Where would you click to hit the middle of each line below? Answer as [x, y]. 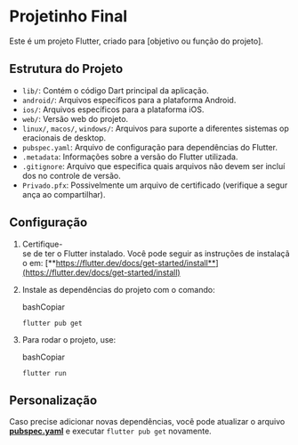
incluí [275, 166]
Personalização [53, 400]
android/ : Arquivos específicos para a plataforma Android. [129, 100]
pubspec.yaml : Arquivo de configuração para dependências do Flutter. [150, 147]
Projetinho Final [68, 16]
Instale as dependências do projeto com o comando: [118, 289]
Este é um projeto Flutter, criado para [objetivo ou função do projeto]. [137, 41]
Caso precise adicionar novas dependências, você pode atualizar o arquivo [147, 422]
